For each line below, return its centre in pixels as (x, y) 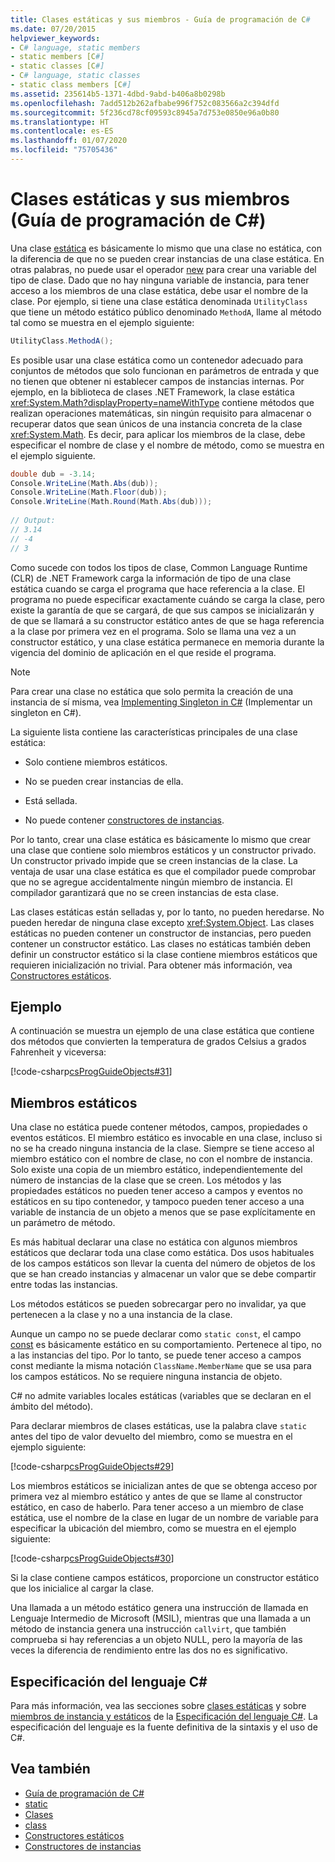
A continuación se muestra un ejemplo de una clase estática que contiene (162, 1031)
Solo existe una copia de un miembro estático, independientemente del (156, 1170)
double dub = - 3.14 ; (53, 474)
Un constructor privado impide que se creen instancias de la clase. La (154, 860)
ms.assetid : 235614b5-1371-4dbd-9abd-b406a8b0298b (118, 94)
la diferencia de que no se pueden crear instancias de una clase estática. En (167, 258)
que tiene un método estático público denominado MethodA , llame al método (166, 312)
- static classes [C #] (57, 66)
